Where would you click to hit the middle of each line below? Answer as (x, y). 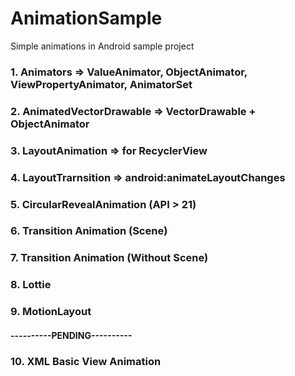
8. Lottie (31, 285)
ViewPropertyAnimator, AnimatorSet (101, 84)
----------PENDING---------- (71, 335)
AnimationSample (86, 18)
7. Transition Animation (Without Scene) (109, 258)
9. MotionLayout (51, 312)
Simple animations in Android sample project (102, 46)
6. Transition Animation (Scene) (89, 231)
